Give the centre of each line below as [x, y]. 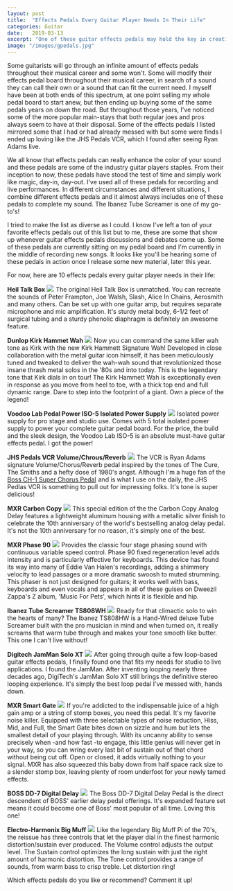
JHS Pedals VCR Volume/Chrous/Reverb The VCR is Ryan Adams [106, 457]
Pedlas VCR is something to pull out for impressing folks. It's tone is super [113, 487]
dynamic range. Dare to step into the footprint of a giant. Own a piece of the [115, 392]
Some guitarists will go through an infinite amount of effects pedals [103, 65]
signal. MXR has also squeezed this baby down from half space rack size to [115, 764]
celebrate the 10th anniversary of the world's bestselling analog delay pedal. [116, 523]
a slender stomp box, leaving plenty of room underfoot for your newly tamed [116, 772]
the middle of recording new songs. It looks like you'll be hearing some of [112, 254]
